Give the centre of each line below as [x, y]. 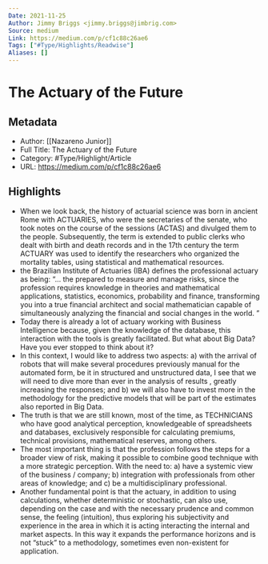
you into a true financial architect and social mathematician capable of [136, 304]
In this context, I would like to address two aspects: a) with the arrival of [138, 355]
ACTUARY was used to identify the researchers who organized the [130, 254]
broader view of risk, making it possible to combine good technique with [139, 458]
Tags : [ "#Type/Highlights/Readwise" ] [71, 46]
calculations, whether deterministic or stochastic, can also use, [124, 500]
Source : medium [34, 30]
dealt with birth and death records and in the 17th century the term [129, 245]
